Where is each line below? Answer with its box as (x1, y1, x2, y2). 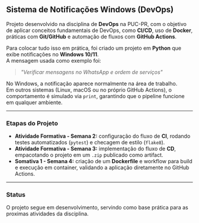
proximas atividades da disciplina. (6, 210, 89, 218)
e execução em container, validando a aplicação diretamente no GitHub (14, 164, 190, 171)
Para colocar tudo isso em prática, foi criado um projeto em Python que (6, 44, 182, 51)
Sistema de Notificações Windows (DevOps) (6, 5, 174, 15)
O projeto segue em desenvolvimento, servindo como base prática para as (6, 204, 188, 211)
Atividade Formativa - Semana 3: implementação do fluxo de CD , (14, 145, 176, 153)
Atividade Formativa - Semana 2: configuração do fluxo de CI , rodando (14, 132, 191, 140)
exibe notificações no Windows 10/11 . (6, 50, 99, 58)
